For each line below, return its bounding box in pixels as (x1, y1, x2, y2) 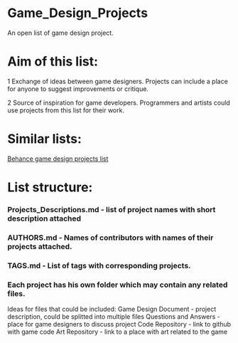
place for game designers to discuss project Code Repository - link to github (7, 320, 232, 329)
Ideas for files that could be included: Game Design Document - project (7, 305, 217, 314)
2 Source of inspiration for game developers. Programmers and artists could (7, 98, 231, 107)
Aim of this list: (7, 53, 98, 70)
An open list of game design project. (7, 28, 114, 37)
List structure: (7, 179, 93, 195)
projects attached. (7, 241, 72, 251)
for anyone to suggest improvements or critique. (7, 84, 149, 93)
